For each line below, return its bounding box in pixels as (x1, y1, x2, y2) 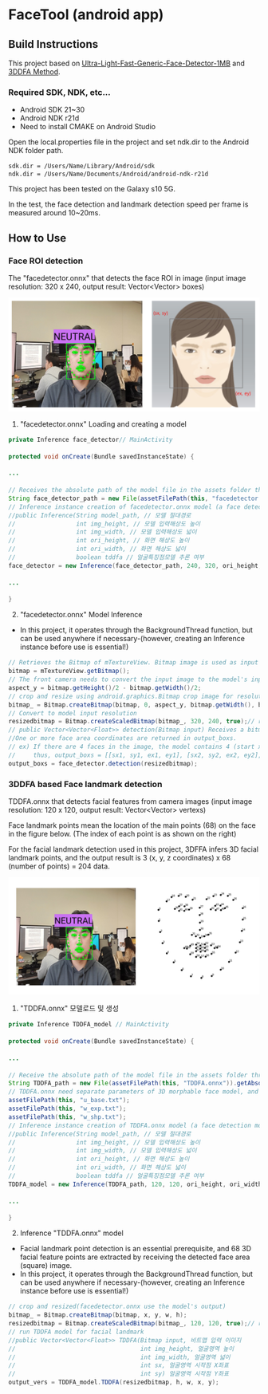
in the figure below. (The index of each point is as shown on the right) (8, 829, 237, 839)
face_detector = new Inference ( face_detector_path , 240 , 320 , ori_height (8, 561, 259, 569)
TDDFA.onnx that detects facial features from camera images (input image (8, 797, 253, 806)
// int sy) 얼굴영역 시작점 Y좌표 (8, 1370, 230, 1378)
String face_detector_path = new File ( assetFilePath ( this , (8, 494, 209, 502)
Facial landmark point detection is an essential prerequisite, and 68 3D (19, 1244, 252, 1254)
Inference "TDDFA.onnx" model (19, 1228, 124, 1238)
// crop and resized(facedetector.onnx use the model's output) (8, 1302, 227, 1311)
